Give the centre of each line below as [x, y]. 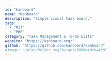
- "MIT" [17, 28]
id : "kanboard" [20, 9]
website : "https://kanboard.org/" [40, 41]
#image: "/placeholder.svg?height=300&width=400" [56, 50]
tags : [10, 23]
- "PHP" [17, 32]
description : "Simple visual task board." [48, 18]
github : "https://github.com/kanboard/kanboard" [55, 45]
